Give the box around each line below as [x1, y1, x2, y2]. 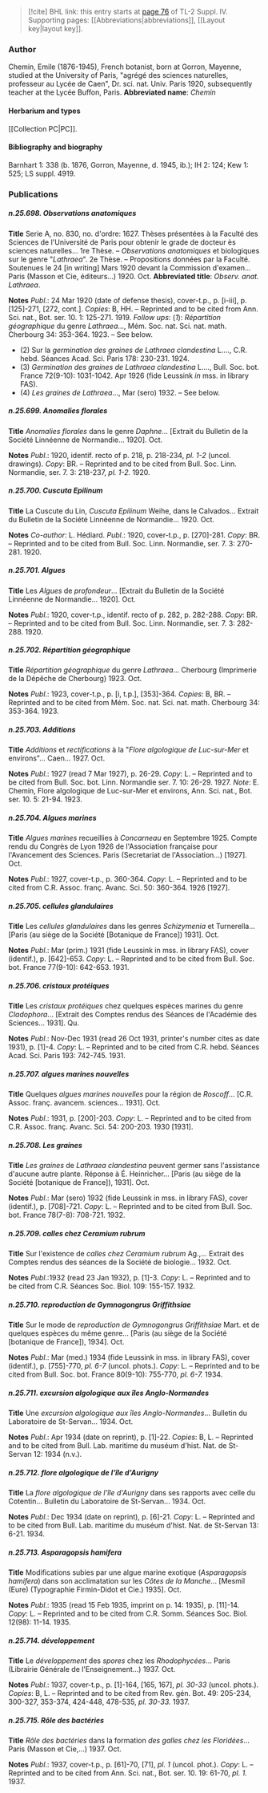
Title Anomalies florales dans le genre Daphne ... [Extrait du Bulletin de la [8, 426, 249, 436]
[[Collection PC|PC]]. [8, 124, 78, 133]
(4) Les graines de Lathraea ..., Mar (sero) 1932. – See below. [19, 387, 221, 397]
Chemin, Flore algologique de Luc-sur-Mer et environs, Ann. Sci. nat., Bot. [8, 786, 253, 796]
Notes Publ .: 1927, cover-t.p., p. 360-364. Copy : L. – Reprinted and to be [8, 874, 248, 884]
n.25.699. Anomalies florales [8, 406, 108, 416]
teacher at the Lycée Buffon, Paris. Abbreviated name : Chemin [8, 87, 216, 97]
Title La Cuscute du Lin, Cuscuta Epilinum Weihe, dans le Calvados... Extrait [8, 505, 259, 516]
